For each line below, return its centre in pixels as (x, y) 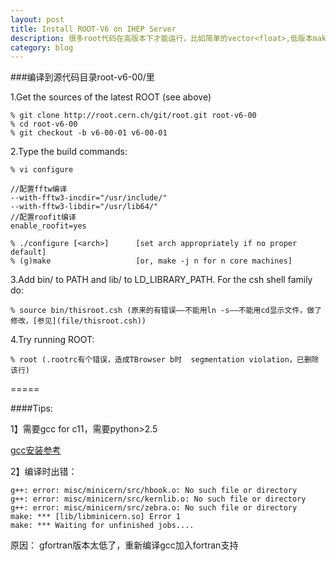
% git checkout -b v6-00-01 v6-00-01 (89, 133)
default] (28, 252)
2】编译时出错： (44, 472)
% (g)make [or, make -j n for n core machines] (151, 261)
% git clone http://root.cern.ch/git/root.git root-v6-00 (133, 116)
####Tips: (31, 408)
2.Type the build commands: (69, 152)
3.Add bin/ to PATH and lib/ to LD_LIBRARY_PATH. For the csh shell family (161, 280)
